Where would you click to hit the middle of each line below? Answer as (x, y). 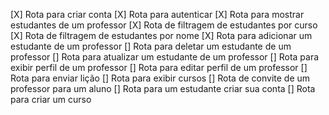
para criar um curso (51, 99)
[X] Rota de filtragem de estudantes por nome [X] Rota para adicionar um (161, 35)
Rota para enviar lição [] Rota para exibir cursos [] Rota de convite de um (160, 78)
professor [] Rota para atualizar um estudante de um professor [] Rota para (165, 57)
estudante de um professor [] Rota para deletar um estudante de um (151, 46)
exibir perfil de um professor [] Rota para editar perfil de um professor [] (159, 67)
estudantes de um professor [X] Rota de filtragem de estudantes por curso (164, 25)
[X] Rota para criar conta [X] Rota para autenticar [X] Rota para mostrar (157, 14)
